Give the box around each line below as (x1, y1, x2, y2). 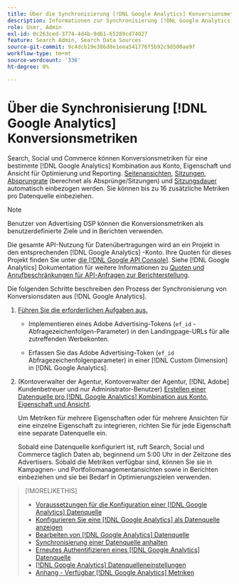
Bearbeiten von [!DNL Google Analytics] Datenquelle (35, 530, 190, 539)
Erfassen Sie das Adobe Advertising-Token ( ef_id (28, 348, 174, 357)
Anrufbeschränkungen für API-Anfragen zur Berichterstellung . (7, 271, 190, 279)
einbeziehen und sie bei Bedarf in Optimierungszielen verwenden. (17, 472, 211, 481)
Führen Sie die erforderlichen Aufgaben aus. (17, 305, 148, 314)
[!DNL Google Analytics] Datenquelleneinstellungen (35, 561, 186, 569)
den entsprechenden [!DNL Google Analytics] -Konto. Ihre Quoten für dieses (7, 248, 232, 256)
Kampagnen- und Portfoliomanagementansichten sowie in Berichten (17, 465, 218, 473)
